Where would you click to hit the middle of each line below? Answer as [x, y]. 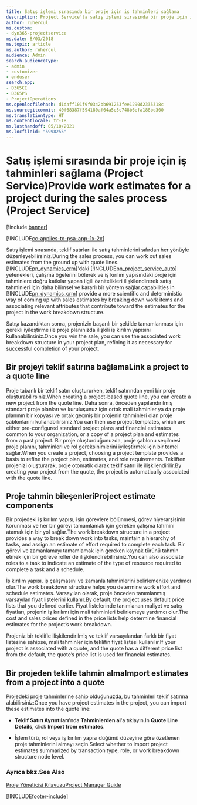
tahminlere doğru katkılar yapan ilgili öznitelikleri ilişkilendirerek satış [89, 281]
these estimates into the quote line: [48, 709]
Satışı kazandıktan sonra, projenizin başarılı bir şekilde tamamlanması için [95, 323]
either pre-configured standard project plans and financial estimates [89, 428]
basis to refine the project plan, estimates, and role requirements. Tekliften [96, 459]
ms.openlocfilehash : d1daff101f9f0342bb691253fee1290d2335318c [85, 104]
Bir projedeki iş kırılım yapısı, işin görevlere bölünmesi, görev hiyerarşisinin [96, 519]
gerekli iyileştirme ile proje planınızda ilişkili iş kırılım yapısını [79, 330]
